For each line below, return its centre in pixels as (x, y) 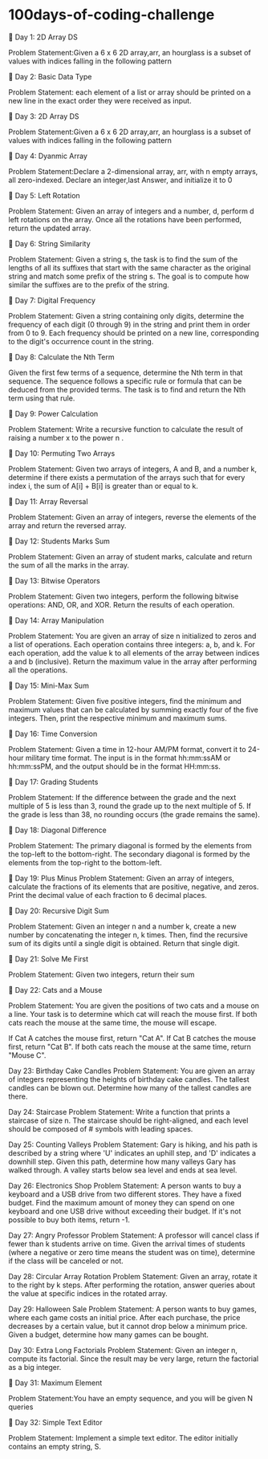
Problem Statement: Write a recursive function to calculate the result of (126, 429)
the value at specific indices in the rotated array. (88, 1293)
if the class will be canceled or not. (66, 1261)
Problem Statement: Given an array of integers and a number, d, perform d (131, 211)
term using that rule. (42, 398)
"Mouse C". (27, 1055)
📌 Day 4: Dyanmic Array (48, 156)
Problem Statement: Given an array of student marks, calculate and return (130, 556)
